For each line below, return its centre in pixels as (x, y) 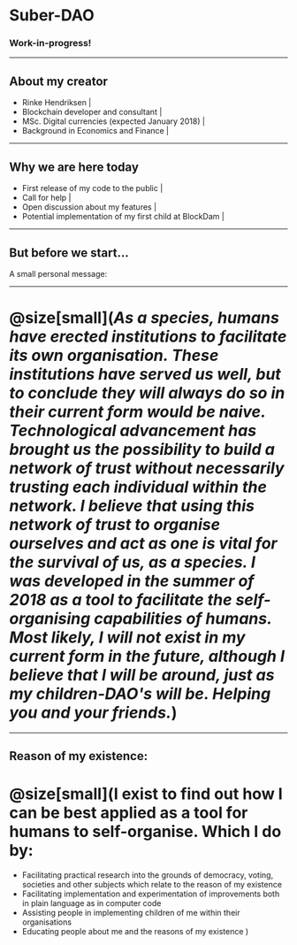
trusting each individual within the (138, 487)
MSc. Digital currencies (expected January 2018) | (114, 121)
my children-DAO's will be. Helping (140, 694)
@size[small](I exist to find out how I (146, 794)
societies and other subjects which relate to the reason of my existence (152, 885)
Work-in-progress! (50, 43)
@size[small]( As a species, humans (145, 318)
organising (50, 619)
